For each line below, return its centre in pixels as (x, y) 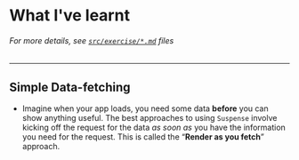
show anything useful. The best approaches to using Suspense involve (149, 118)
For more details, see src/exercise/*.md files (92, 40)
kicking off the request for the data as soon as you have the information (154, 128)
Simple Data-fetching (70, 87)
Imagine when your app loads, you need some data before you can (145, 108)
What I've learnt (70, 16)
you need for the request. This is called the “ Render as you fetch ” (143, 137)
